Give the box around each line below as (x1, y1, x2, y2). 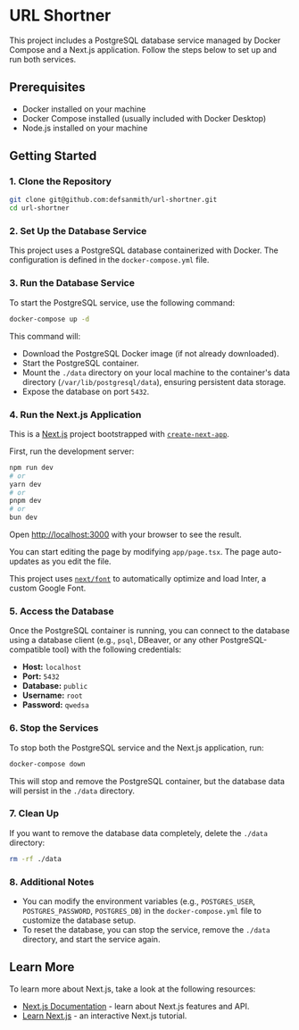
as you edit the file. (41, 556, 112, 567)
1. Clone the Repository (9, 175, 112, 188)
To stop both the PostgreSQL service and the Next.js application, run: (9, 742, 265, 753)
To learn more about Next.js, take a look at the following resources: (9, 984, 256, 994)
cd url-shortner (9, 204, 70, 213)
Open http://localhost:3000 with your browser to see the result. (9, 529, 243, 540)
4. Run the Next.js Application (9, 408, 142, 421)
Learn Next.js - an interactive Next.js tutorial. (21, 1010, 187, 1021)
